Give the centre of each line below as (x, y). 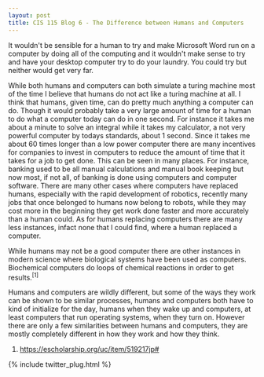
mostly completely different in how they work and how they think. (114, 334)
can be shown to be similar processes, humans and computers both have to (131, 301)
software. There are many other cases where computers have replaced (123, 185)
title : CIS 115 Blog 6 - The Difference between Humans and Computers (126, 23)
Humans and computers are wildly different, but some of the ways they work (132, 292)
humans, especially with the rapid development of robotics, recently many (128, 194)
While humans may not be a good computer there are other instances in (125, 251)
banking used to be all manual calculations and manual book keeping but (126, 169)
